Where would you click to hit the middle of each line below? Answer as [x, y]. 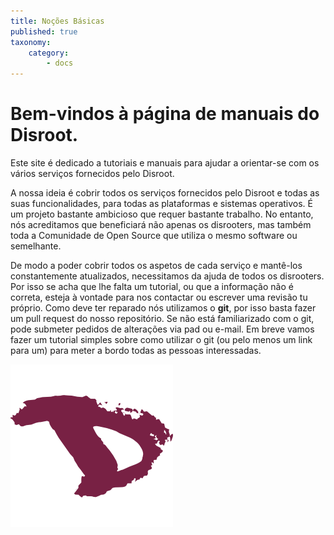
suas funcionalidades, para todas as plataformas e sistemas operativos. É [162, 204]
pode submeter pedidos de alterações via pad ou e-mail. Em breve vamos [162, 329]
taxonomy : [31, 42]
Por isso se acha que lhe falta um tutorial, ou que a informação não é [152, 287]
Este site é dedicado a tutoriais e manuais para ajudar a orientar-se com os [165, 163]
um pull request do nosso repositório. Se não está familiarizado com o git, [162, 319]
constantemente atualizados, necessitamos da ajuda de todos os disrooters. [167, 276]
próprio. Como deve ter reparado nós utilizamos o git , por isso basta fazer [163, 308]
